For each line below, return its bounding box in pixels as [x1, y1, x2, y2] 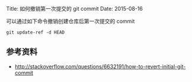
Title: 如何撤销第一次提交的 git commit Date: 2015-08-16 [6, 5, 143, 12]
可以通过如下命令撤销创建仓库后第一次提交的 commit [6, 18, 135, 25]
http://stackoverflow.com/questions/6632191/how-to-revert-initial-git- [14, 63, 186, 70]
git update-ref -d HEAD [6, 29, 65, 35]
